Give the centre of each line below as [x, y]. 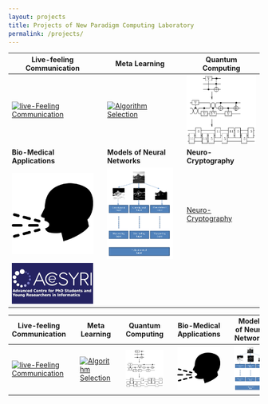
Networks [124, 161]
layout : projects [37, 17]
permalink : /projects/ [46, 33]
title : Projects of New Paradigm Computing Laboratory [101, 25]
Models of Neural [136, 152]
